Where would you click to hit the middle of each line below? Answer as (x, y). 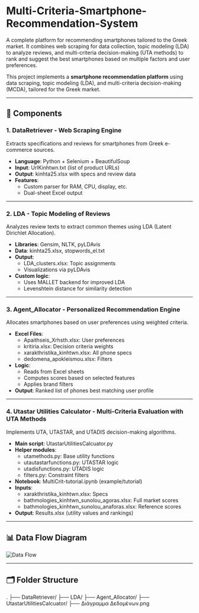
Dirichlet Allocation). (31, 233)
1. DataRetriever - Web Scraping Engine (64, 131)
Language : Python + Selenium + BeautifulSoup (72, 161)
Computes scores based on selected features (79, 378)
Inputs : (23, 487)
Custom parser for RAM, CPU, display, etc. (75, 186)
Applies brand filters (48, 385)
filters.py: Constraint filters (56, 475)
